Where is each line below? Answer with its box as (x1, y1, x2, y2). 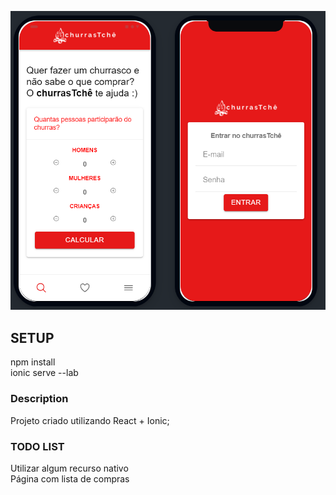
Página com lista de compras (10, 472, 130, 485)
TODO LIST (10, 439, 65, 453)
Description (10, 392, 69, 406)
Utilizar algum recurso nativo (10, 462, 129, 474)
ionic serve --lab (10, 367, 79, 379)
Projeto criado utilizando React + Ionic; (10, 414, 170, 426)
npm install (10, 356, 56, 368)
